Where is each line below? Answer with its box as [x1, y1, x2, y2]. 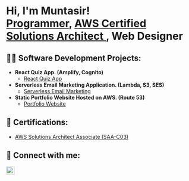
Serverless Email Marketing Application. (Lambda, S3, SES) [14, 81, 165, 88]
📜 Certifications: [6, 118, 68, 128]
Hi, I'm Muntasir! [6, 4, 90, 18]
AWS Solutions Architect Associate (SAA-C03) [14, 133, 129, 140]
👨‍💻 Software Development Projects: [6, 53, 141, 63]
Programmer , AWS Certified [6, 17, 147, 30]
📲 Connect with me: [6, 150, 80, 161]
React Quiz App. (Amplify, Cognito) [14, 69, 104, 75]
